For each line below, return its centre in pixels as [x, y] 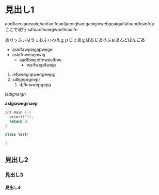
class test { [17, 135]
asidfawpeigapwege [32, 49]
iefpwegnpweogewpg [34, 74]
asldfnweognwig [29, 54]
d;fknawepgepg [35, 84]
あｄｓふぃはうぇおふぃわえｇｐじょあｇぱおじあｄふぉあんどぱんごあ [75, 40]
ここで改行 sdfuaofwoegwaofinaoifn [41, 29]
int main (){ [18, 112]
